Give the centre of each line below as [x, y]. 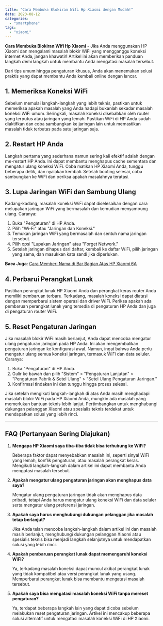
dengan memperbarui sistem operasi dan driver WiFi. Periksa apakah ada [78, 301]
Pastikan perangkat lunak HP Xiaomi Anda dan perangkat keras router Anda [81, 291]
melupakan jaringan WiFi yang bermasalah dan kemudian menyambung [76, 209]
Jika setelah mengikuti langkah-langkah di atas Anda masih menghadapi [77, 393]
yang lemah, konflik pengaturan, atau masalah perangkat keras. [75, 460]
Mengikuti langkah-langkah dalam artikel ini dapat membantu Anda [79, 465]
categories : [17, 18]
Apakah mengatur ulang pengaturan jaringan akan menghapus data [82, 480]
